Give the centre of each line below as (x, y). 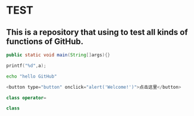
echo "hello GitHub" (32, 76)
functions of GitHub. (45, 41)
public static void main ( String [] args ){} (58, 55)
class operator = (26, 98)
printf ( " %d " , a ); (26, 66)
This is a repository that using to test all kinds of (97, 32)
